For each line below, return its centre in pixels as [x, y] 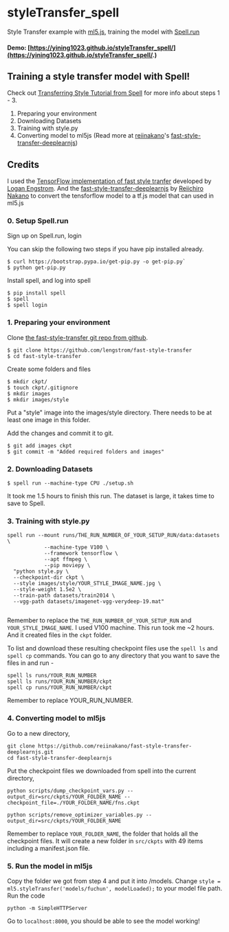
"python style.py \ [41, 572]
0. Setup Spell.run [38, 221]
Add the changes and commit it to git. [60, 433]
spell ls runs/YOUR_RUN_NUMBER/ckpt [59, 682]
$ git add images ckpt [40, 445]
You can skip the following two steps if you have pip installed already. [106, 249]
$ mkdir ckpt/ [28, 381]
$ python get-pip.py [37, 268]
